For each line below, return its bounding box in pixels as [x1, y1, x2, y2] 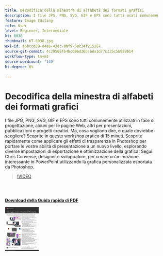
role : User [5, 23, 27, 28]
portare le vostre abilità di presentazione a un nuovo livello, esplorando [5, 144, 147, 149]
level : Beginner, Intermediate [5, 28, 68, 34]
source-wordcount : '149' [5, 59, 55, 64]
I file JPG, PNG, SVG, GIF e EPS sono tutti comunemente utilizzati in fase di [5, 117, 155, 124]
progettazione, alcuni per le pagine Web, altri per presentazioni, [5, 123, 132, 128]
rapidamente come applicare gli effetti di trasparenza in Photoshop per [5, 138, 147, 144]
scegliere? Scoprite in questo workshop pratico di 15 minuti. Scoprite [5, 133, 143, 139]
